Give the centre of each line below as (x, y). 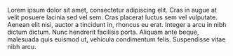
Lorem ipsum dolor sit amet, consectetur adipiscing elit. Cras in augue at (112, 10)
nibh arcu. (22, 47)
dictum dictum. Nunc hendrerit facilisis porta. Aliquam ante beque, (103, 32)
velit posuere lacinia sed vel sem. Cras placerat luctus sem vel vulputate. (112, 17)
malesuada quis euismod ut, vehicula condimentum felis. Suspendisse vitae (116, 39)
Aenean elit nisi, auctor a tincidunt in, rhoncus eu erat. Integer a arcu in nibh (117, 25)
